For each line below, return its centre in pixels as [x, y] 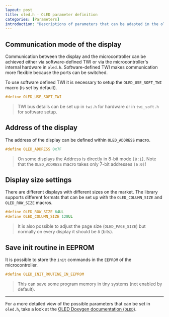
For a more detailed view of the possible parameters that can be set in [78, 303]
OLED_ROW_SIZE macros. [29, 203]
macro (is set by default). [31, 88]
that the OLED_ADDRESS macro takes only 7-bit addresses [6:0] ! [82, 164]
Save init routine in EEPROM [50, 247]
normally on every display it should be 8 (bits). [65, 232]
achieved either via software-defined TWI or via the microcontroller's [77, 62]
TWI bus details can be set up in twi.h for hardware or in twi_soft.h [88, 106]
